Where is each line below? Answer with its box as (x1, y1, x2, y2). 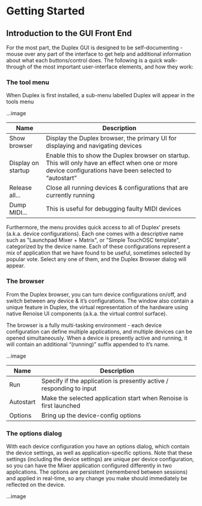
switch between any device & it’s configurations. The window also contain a (6, 297, 194, 304)
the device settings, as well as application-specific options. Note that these (6, 449, 192, 456)
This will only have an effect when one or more (46, 159, 178, 167)
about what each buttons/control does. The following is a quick (6, 57, 163, 64)
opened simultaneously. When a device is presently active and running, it (6, 334, 188, 342)
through (6, 63, 26, 70)
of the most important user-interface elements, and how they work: (26, 63, 194, 70)
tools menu (6, 98, 34, 106)
